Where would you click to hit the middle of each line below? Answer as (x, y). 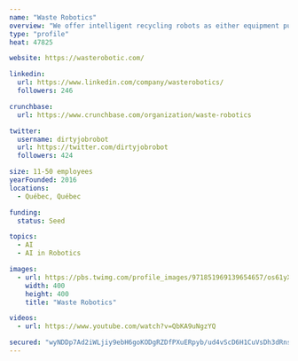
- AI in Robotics (49, 254)
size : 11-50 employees (51, 172)
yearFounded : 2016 (43, 180)
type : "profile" (39, 34)
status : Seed (41, 221)
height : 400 (47, 294)
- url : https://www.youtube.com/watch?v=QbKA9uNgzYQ (117, 326)
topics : (24, 237)
